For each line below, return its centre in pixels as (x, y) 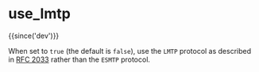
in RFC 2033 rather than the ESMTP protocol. (79, 59)
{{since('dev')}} (34, 36)
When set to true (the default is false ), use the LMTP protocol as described (130, 51)
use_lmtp (40, 14)
